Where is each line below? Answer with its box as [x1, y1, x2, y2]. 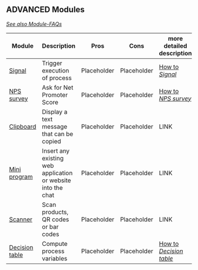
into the [42, 183, 63, 192]
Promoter [42, 91, 68, 99]
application [42, 169, 73, 177]
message [42, 122, 68, 130]
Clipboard [9, 122, 37, 130]
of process [42, 74, 72, 82]
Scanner [9, 215, 32, 223]
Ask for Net [42, 83, 74, 91]
